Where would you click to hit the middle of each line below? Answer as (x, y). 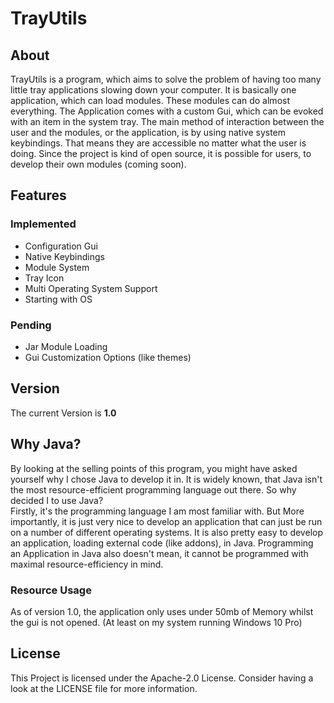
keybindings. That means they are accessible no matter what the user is (158, 143)
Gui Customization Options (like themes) (108, 357)
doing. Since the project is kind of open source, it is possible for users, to (161, 153)
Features (38, 195)
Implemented (43, 224)
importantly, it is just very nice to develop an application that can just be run (166, 521)
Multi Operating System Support (91, 288)
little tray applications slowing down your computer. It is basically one (153, 90)
